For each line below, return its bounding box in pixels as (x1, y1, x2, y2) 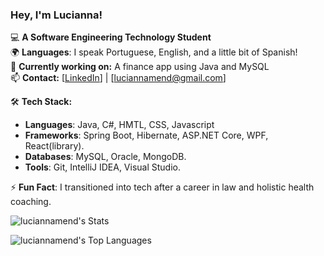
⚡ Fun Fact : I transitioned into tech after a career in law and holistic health (10, 181, 315, 193)
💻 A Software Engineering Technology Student (10, 31, 212, 43)
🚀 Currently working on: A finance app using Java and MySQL (10, 61, 270, 73)
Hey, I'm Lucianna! (10, 8, 103, 22)
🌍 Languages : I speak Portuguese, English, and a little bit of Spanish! (10, 46, 298, 58)
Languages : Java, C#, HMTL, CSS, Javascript (24, 119, 215, 131)
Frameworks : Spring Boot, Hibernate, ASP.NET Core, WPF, (24, 129, 269, 142)
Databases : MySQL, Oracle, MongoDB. (24, 151, 187, 163)
